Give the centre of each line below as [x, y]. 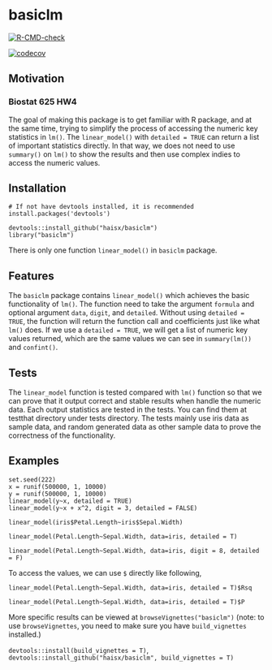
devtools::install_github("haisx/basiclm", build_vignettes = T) [121, 658]
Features [31, 276]
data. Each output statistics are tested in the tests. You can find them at [128, 410]
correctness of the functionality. [62, 435]
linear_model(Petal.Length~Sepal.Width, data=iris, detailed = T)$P [127, 602]
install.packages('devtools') [60, 214]
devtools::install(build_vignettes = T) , [79, 650]
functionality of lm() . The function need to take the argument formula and [132, 304]
